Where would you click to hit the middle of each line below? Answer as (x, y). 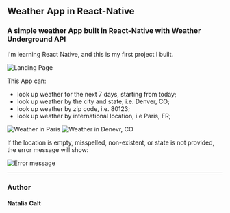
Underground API (37, 39)
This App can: (27, 81)
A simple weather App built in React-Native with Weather (104, 31)
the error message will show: (48, 149)
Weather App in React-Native (71, 11)
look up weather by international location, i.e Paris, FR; (94, 116)
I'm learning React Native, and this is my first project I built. (90, 54)
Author (19, 187)
